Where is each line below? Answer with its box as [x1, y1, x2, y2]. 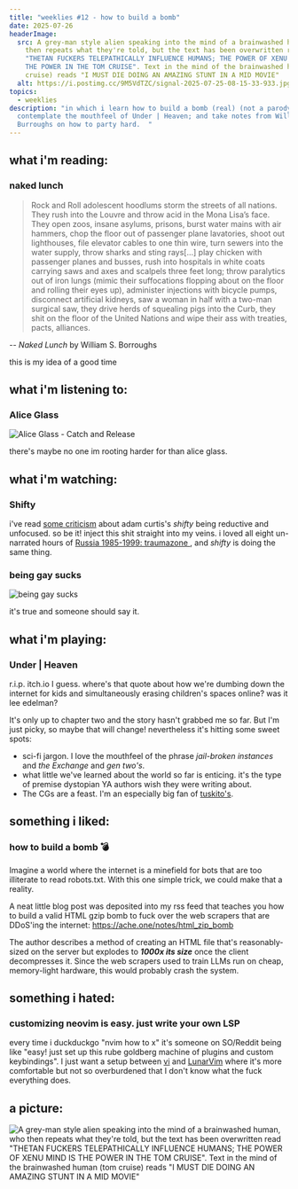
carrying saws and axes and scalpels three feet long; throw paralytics [30, 265, 286, 276]
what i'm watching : [9, 472, 118, 487]
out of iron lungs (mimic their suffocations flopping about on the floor [30, 275, 284, 286]
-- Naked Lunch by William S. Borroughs [9, 339, 158, 350]
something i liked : [9, 814, 110, 829]
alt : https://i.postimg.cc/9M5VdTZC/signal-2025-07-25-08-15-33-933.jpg [17, 79, 292, 88]
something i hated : [9, 990, 115, 1006]
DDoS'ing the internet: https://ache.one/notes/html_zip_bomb [9, 919, 234, 930]
